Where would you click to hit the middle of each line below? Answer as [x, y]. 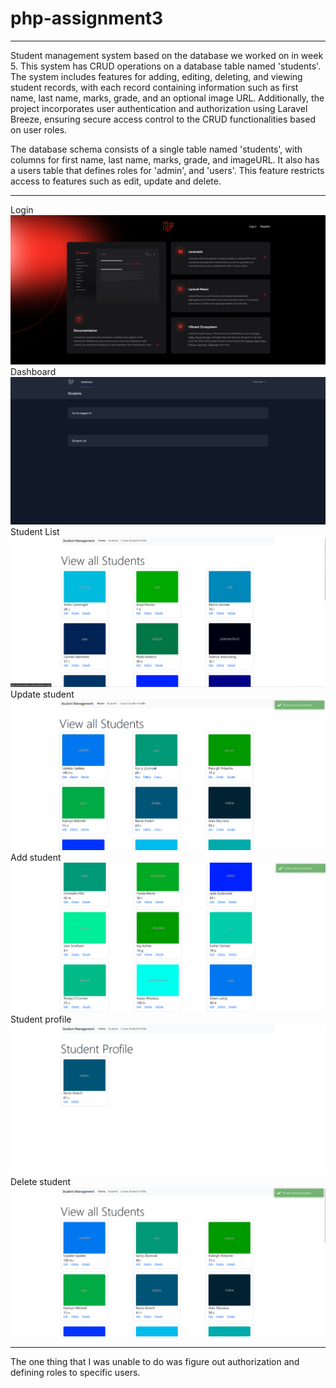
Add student [36, 857]
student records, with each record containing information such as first [154, 87]
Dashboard [33, 372]
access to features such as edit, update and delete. [116, 181]
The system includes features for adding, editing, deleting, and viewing [156, 76]
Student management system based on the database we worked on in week [167, 55]
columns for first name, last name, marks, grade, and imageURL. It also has [165, 159]
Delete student [41, 1182]
